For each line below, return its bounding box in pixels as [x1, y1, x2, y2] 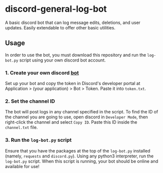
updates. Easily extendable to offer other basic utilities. [5, 24, 116, 30]
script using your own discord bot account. [19, 57, 106, 63]
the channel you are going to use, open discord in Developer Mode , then [5, 114, 148, 120]
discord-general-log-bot [5, 3, 107, 15]
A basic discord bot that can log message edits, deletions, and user [5, 20, 141, 25]
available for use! [5, 163, 40, 169]
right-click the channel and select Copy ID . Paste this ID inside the [5, 119, 138, 125]
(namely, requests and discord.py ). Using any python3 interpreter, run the [5, 153, 154, 159]
